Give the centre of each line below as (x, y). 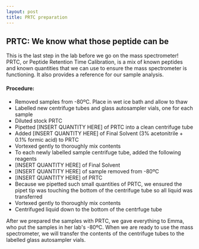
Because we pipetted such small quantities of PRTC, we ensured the (98, 184)
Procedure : (20, 88)
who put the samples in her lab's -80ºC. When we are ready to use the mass (100, 227)
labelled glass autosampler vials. (46, 239)
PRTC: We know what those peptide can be (88, 41)
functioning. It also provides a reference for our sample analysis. (85, 74)
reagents (26, 158)
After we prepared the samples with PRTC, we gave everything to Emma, (95, 220)
